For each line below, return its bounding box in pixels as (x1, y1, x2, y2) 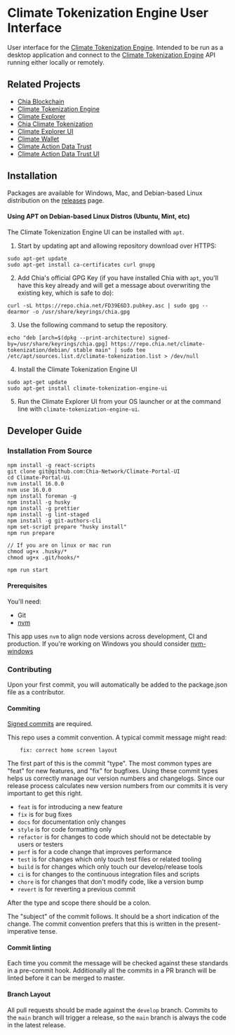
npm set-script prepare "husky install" (7, 523, 128, 531)
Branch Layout (7, 990, 51, 998)
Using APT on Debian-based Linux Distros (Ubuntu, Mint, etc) (7, 212, 191, 221)
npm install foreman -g (7, 493, 77, 500)
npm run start (7, 566, 49, 574)
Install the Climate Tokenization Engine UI (17, 364, 137, 374)
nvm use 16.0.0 (7, 487, 52, 494)
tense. (39, 927, 58, 936)
